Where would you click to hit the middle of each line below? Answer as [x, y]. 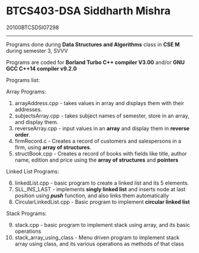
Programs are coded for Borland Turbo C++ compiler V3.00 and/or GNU [96, 62]
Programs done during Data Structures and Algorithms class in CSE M [93, 44]
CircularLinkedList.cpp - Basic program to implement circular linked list [102, 202]
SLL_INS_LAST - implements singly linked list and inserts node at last [100, 189]
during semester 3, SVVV [37, 50]
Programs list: [23, 80]
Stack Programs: [26, 213]
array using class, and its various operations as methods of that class [99, 243]
